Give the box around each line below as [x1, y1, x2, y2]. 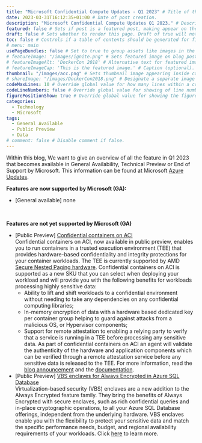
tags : [6, 115, 20, 121]
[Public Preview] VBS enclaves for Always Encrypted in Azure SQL [14, 372, 180, 379]
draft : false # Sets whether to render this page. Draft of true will [6, 31, 187, 37]
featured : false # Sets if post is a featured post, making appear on [6, 25, 187, 32]
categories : [6, 98, 36, 104]
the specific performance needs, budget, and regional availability [14, 423, 177, 430]
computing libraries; [23, 302, 74, 309]
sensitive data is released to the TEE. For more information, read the [23, 359, 192, 367]
